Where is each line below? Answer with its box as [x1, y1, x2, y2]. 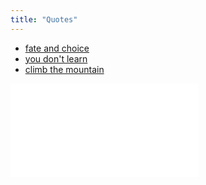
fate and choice [24, 42, 90, 54]
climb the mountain [24, 63, 105, 75]
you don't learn [24, 52, 88, 65]
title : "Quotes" [10, 14, 78, 25]
